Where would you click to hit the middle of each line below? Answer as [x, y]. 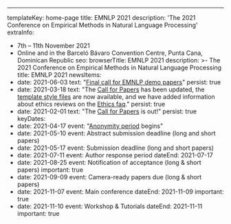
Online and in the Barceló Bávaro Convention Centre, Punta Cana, [110, 53]
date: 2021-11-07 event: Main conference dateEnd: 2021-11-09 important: [120, 192]
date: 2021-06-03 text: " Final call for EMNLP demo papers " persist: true [119, 82]
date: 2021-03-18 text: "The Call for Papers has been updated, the [111, 89]
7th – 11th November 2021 [54, 46]
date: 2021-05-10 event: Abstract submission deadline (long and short [116, 133]
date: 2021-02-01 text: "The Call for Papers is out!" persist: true [107, 111]
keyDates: [31, 119]
